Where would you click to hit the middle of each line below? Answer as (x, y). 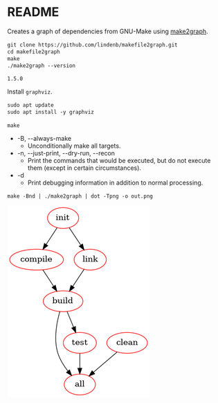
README (33, 12)
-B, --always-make (44, 138)
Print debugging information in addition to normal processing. (115, 182)
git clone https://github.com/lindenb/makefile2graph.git (92, 45)
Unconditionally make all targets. (74, 146)
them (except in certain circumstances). (84, 168)
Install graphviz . (30, 92)
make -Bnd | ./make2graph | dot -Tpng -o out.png (80, 196)
